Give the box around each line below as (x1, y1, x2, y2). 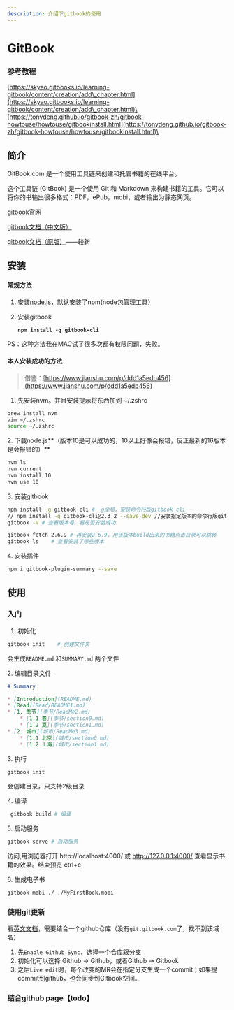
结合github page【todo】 (7, 993, 94, 1003)
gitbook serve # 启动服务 (7, 838, 79, 846)
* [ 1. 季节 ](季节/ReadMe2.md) (7, 709, 91, 716)
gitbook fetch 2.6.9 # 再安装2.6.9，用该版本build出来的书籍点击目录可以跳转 (7, 532, 217, 539)
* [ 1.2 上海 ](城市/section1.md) (20, 741, 110, 748)
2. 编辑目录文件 (7, 669, 52, 677)
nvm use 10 (7, 478, 39, 486)
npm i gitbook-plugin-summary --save (7, 565, 117, 573)
